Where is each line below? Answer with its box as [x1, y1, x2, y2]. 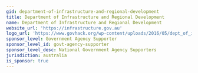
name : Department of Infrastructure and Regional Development [6, 19, 162, 25]
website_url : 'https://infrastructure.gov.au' [6, 25, 123, 31]
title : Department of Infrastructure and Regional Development [6, 14, 165, 20]
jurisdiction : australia [6, 52, 67, 58]
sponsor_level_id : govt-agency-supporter [6, 42, 110, 48]
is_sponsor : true [6, 58, 49, 64]
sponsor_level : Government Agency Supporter [6, 36, 117, 42]
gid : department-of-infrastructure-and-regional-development [6, 8, 160, 15]
